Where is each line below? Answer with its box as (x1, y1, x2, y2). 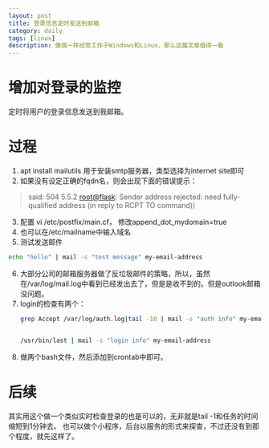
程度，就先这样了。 (14, 431, 79, 441)
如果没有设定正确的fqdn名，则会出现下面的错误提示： (19, 176, 198, 185)
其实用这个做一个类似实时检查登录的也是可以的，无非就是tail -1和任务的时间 (8, 411, 259, 421)
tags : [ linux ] (8, 34, 56, 43)
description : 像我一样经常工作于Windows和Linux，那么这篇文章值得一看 (8, 42, 224, 50)
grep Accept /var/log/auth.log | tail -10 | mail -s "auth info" (19, 315, 237, 323)
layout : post (8, 11, 52, 20)
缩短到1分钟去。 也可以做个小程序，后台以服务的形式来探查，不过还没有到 (8, 421, 253, 430)
